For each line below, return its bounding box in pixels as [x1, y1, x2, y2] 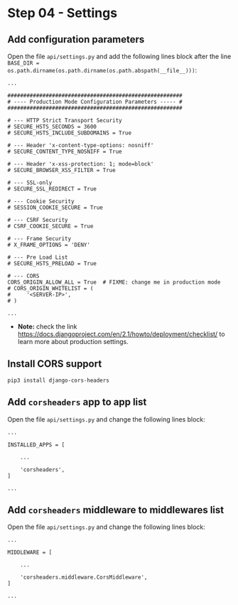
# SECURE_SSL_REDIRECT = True [7, 186, 97, 193]
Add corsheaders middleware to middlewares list [7, 504, 225, 516]
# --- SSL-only [7, 179, 53, 186]
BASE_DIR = [7, 60, 40, 67]
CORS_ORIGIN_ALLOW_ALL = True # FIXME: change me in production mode [7, 279, 221, 286]
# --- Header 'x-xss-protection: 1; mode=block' [7, 161, 154, 168]
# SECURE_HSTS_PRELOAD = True [7, 260, 97, 267]
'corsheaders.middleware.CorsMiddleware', [20, 574, 148, 581]
